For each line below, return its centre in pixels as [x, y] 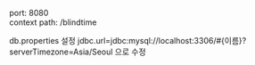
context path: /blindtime [53, 22]
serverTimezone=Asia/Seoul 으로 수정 [78, 52]
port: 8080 [29, 13]
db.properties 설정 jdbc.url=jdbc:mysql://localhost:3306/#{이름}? [128, 41]
